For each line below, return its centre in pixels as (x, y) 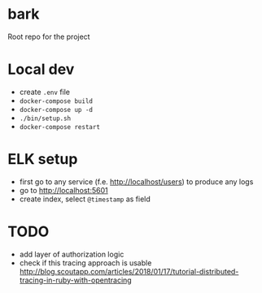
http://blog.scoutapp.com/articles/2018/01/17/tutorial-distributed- (129, 271)
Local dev (41, 69)
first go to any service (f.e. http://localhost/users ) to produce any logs (136, 181)
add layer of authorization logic (72, 254)
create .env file (45, 92)
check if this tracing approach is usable (85, 263)
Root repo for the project (49, 37)
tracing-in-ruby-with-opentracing (75, 280)
